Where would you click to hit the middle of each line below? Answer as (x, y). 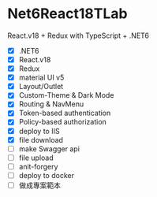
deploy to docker (46, 175)
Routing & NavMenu (51, 104)
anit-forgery (38, 166)
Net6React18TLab (67, 14)
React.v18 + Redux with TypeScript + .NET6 (78, 35)
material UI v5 (41, 78)
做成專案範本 (39, 185)
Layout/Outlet (41, 87)
